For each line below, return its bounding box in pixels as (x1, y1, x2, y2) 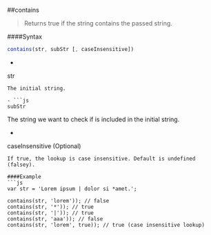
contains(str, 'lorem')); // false (7, 197, 110, 204)
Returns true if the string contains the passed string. (23, 19, 172, 27)
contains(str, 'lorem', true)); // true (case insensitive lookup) (7, 221, 205, 228)
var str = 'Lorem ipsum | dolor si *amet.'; (7, 185, 137, 192)
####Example (7, 173, 41, 180)
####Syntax (7, 32, 43, 41)
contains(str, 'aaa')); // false (7, 215, 103, 223)
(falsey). (7, 161, 36, 168)
